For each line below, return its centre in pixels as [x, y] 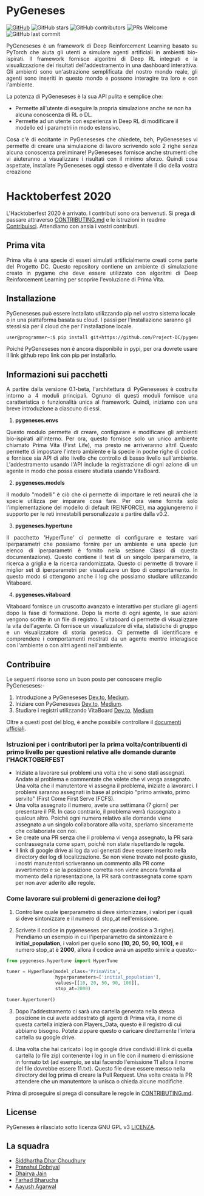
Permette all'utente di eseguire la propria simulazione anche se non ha [103, 108]
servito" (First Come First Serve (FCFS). [65, 799]
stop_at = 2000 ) [73, 989]
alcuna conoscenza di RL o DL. [54, 114]
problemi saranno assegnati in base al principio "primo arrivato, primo [102, 792]
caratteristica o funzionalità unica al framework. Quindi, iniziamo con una [102, 402]
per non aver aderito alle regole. [55, 883]
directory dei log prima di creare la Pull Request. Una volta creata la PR [104, 1075]
